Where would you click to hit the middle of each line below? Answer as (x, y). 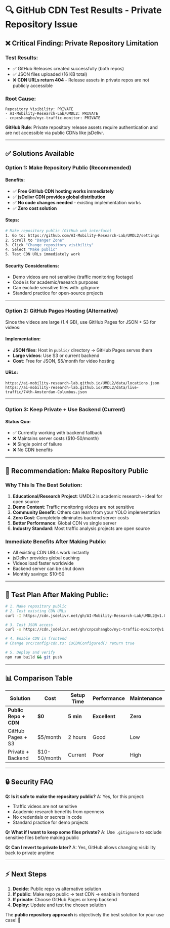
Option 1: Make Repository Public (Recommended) (68, 168)
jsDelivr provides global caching (46, 558)
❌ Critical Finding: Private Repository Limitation (82, 43)
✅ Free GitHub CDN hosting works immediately (63, 191)
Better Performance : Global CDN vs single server (65, 523)
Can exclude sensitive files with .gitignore (56, 288)
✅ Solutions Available (40, 153)
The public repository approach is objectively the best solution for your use (85, 915)
